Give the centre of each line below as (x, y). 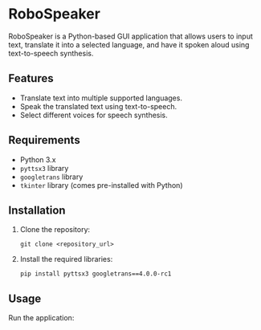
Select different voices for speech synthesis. (94, 115)
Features (31, 78)
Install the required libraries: (66, 259)
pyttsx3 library (44, 168)
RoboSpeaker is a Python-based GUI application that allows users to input (130, 36)
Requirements (44, 140)
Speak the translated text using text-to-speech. (98, 106)
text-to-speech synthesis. (51, 53)
